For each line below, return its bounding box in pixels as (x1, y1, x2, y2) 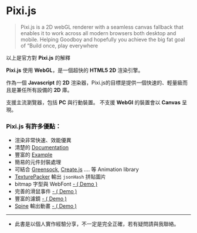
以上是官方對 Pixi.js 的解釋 (6, 54, 70, 61)
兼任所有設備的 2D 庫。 (16, 86, 73, 93)
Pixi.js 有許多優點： (6, 122, 62, 130)
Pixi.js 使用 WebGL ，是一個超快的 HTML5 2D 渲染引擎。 (6, 66, 144, 74)
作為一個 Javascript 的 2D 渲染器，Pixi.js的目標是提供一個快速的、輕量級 (6, 79, 183, 86)
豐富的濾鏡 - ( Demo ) (14, 195, 67, 203)
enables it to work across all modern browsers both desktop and (20, 29, 176, 36)
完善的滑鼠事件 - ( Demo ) (14, 188, 77, 195)
